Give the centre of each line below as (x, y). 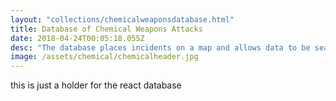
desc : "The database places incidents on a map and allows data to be (160, 47)
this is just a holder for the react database (96, 85)
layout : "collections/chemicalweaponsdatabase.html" (122, 19)
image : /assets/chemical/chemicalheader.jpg (104, 57)
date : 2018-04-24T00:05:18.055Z (77, 38)
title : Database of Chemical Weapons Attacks (106, 29)
